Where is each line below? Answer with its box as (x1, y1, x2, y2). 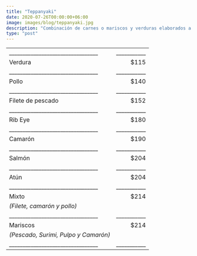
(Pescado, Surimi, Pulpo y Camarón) (9, 231, 111, 239)
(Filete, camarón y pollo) (9, 202, 77, 210)
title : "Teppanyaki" (6, 8, 57, 15)
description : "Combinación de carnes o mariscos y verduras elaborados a (6, 25, 192, 31)
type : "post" (6, 31, 38, 37)
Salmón (9, 154, 31, 162)
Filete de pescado (9, 97, 59, 105)
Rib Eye (9, 116, 30, 124)
